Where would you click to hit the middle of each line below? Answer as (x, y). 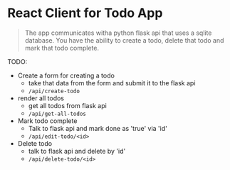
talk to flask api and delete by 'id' (77, 151)
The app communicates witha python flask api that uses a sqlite (118, 33)
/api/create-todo (54, 91)
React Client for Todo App (85, 13)
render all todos (41, 98)
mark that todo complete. (62, 48)
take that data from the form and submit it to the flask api (112, 83)
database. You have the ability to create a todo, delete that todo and (124, 40)
